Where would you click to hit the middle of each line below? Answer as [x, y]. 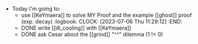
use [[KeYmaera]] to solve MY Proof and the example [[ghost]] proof [106, 15]
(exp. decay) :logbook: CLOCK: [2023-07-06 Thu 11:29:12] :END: [102, 21]
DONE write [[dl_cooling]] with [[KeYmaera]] [76, 28]
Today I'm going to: [36, 9]
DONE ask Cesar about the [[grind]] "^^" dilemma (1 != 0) [92, 34]
